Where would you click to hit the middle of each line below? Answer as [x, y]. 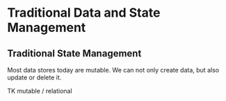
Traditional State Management [74, 53]
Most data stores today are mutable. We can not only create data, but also [113, 70]
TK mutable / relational [40, 91]
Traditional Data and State [84, 13]
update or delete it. [34, 77]
